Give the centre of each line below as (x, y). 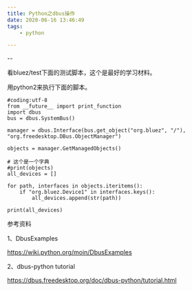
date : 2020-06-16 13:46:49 (46, 20)
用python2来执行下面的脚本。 (49, 88)
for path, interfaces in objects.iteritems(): (75, 186)
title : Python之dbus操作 (41, 13)
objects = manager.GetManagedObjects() (64, 149)
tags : (15, 26)
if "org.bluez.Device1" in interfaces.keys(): (87, 192)
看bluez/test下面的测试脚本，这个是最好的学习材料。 (82, 72)
